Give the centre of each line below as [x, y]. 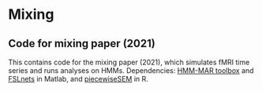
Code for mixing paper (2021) [82, 44]
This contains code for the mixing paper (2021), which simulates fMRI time [129, 62]
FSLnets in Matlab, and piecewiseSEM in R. [78, 79]
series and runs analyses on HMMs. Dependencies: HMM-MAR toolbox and [131, 71]
